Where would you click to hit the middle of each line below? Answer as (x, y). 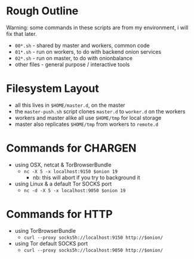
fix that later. (21, 33)
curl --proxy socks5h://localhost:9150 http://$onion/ (93, 238)
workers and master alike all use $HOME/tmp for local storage (88, 118)
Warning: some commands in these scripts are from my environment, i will (97, 27)
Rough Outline (42, 11)
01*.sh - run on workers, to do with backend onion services (88, 51)
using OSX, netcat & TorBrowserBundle (63, 165)
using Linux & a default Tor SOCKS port (63, 184)
